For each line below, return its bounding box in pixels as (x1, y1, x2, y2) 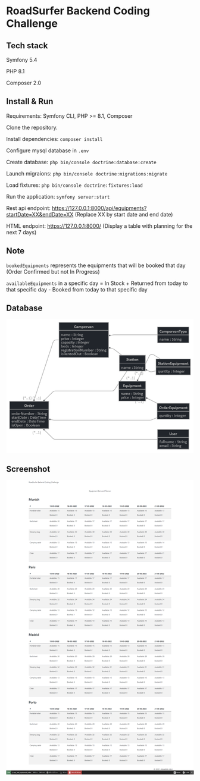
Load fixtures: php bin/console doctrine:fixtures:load (6, 181, 143, 189)
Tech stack (6, 40, 48, 51)
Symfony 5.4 (6, 57, 37, 63)
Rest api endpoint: (6, 204, 51, 212)
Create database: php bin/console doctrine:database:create (6, 158, 157, 165)
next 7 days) (6, 228, 37, 236)
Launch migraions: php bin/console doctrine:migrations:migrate (6, 170, 168, 177)
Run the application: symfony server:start (6, 193, 110, 200)
